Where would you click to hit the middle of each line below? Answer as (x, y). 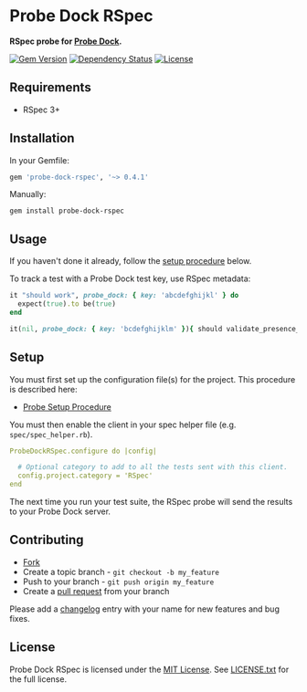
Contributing (47, 540)
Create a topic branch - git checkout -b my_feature (121, 571)
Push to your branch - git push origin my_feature (118, 582)
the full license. (38, 679)
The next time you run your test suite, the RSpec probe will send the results (151, 502)
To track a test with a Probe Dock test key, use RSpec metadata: (130, 278)
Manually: (28, 194)
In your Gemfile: (40, 160)
